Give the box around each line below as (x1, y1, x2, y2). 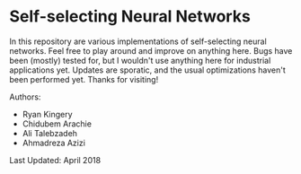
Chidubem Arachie (22, 118, 93, 129)
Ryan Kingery (22, 109, 74, 119)
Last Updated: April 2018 (9, 154, 102, 165)
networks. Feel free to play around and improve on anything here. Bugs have (9, 45, 293, 56)
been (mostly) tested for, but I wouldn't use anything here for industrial (9, 55, 271, 65)
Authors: (9, 91, 41, 102)
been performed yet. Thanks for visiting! (9, 74, 159, 84)
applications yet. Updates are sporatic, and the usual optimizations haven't (9, 65, 286, 75)
